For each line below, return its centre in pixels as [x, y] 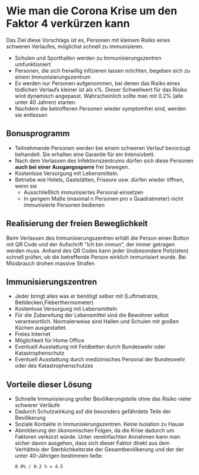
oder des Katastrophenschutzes [54, 366]
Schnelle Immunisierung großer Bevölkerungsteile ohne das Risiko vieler [103, 399]
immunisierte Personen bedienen [64, 205]
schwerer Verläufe [37, 405]
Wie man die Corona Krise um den [92, 11]
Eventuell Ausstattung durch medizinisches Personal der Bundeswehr [100, 360]
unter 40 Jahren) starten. [45, 102]
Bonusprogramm [38, 134]
